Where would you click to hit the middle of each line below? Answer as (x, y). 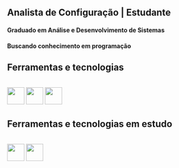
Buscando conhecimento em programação (69, 46)
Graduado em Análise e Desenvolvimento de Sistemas (86, 30)
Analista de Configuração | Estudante (89, 13)
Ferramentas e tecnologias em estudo (90, 124)
